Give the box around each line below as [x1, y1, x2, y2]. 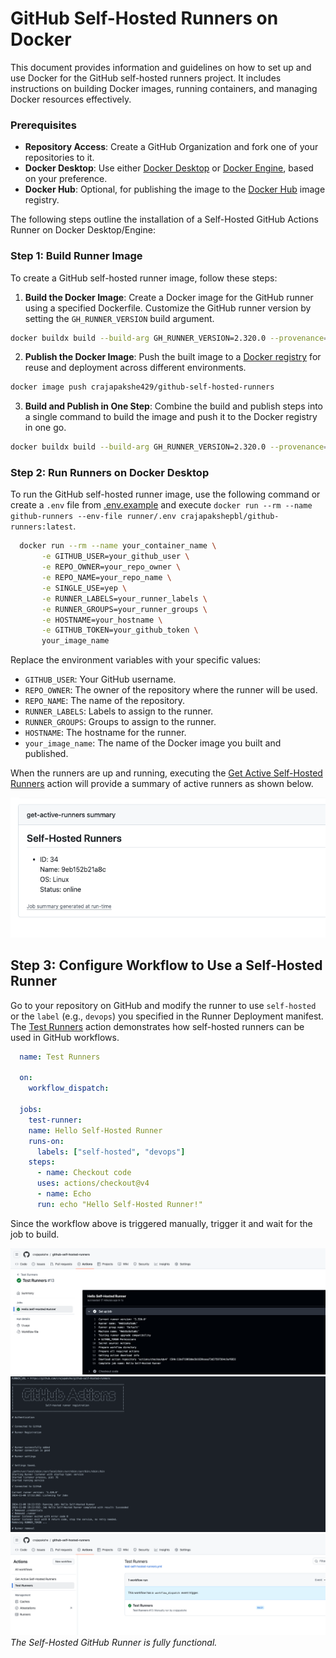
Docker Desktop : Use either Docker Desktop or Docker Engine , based [24, 162, 314, 174]
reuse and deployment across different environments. [24, 362, 247, 374]
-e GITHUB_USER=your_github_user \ [41, 552, 190, 562]
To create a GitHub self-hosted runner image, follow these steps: [10, 272, 278, 284]
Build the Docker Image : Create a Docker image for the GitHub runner [24, 291, 314, 303]
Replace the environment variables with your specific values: [10, 654, 262, 666]
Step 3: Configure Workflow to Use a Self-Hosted [10, 957, 323, 974]
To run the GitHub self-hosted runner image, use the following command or [10, 488, 321, 501]
